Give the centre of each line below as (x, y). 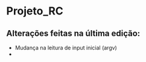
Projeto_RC (35, 11)
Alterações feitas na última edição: (73, 33)
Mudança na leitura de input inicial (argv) (66, 48)
